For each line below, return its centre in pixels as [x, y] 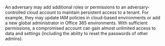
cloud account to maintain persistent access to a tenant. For [88, 12]
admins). [14, 39]
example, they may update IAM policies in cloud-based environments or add [83, 18]
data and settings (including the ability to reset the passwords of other [77, 33]
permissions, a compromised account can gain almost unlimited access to [81, 28]
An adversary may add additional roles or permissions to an [66, 7]
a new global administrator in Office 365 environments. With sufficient [76, 23]
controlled [16, 12]
